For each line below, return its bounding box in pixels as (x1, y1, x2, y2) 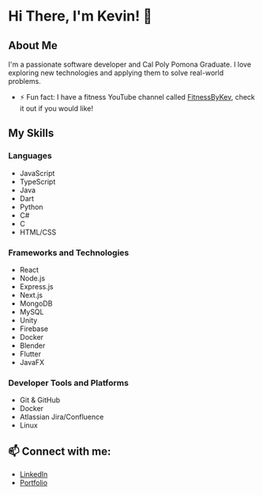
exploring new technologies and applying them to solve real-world (8, 68, 224, 78)
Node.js (19, 273, 46, 283)
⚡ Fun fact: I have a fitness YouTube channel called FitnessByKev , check (19, 93, 255, 101)
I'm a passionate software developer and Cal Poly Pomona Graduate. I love (8, 59, 251, 69)
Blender (19, 341, 46, 350)
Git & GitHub (19, 395, 61, 405)
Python (19, 202, 43, 211)
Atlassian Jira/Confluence (19, 412, 104, 422)
